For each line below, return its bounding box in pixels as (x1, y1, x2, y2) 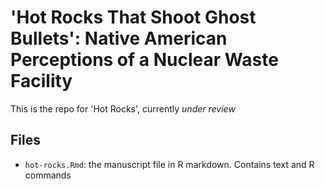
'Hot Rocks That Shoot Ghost (10, 6, 257, 29)
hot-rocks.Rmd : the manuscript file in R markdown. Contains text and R (24, 158, 315, 170)
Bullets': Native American (10, 27, 228, 50)
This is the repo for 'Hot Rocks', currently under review (10, 102, 236, 115)
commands (24, 169, 72, 181)
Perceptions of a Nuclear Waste (10, 49, 279, 71)
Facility (10, 70, 73, 93)
